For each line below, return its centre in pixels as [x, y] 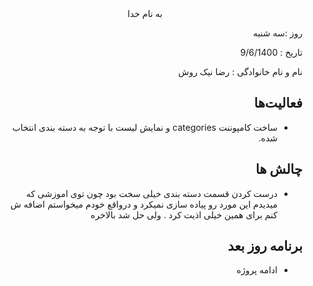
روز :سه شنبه [277, 33]
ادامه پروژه [257, 270]
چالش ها [279, 169]
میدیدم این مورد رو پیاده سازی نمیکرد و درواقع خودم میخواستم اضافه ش [144, 204]
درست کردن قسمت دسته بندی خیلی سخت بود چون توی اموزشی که [151, 193]
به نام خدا [145, 13]
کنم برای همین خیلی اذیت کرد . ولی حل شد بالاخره [184, 214]
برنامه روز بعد [265, 246]
